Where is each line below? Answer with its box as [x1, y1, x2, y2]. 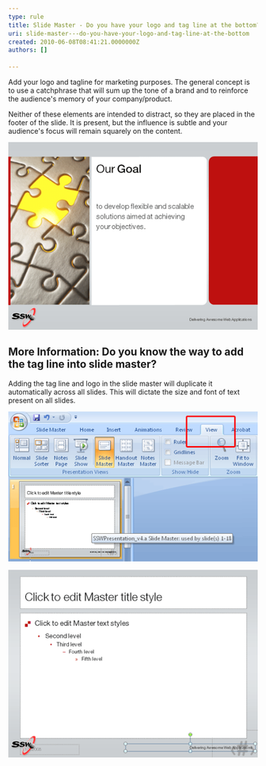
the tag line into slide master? [8, 357, 157, 372]
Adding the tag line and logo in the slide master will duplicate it [8, 379, 213, 388]
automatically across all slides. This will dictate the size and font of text [8, 387, 240, 396]
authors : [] [8, 46, 47, 55]
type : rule [8, 13, 44, 21]
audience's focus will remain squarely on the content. [8, 127, 183, 135]
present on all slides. [8, 395, 76, 405]
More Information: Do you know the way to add [8, 345, 244, 359]
